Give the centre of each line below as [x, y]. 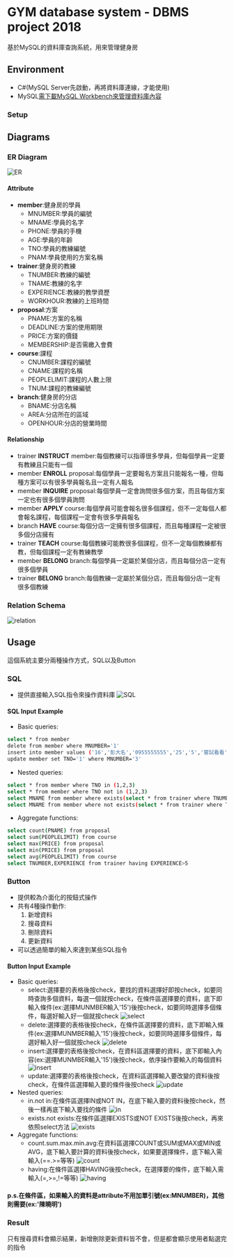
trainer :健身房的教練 [47, 265]
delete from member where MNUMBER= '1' [63, 746]
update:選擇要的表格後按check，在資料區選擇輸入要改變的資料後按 [124, 1076]
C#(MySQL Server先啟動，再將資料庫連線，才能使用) [93, 87]
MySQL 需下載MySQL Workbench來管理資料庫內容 [89, 96]
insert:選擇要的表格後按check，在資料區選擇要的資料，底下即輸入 [122, 1051]
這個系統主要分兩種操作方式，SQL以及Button [71, 660]
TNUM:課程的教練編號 [60, 388]
